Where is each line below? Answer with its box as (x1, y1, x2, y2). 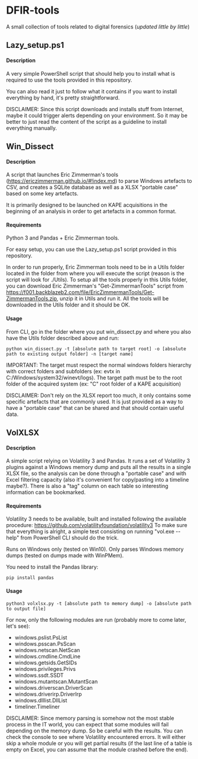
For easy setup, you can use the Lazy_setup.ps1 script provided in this (6, 246, 177, 253)
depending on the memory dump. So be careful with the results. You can (6, 727, 183, 734)
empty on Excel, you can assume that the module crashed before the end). (6, 746, 189, 753)
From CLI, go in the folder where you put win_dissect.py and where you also (6, 328, 191, 335)
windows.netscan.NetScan (14, 646, 80, 654)
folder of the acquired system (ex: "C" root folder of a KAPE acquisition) (6, 380, 181, 387)
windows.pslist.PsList (14, 634, 67, 641)
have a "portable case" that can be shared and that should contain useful (6, 404, 184, 411)
